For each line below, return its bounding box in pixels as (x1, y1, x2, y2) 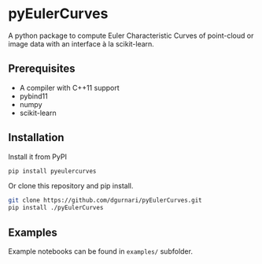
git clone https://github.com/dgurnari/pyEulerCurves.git (8, 196, 202, 205)
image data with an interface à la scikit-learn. (8, 39, 155, 48)
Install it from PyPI (8, 151, 67, 162)
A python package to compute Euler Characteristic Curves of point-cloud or (8, 31, 254, 40)
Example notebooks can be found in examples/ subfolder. (8, 247, 193, 256)
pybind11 (19, 91, 49, 101)
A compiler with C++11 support (19, 83, 120, 92)
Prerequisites (8, 62, 76, 76)
